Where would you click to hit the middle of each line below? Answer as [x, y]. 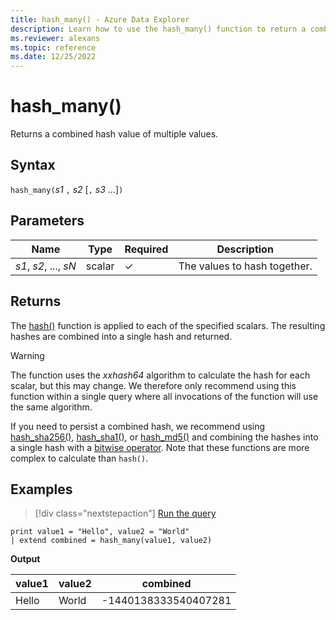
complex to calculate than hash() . [79, 458]
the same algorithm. [51, 407]
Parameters [47, 221]
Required [146, 249]
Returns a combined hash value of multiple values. [114, 134]
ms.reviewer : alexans [55, 38]
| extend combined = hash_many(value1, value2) [111, 541]
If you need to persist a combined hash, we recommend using [138, 426]
